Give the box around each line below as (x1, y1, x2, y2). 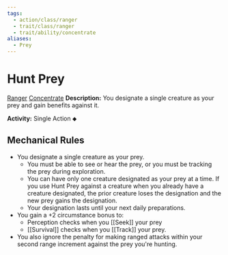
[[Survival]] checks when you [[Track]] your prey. (27, 225, 167, 233)
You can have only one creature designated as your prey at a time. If (27, 174, 220, 183)
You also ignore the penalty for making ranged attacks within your (16, 232, 203, 241)
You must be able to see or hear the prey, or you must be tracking (27, 160, 212, 168)
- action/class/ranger (13, 16, 78, 23)
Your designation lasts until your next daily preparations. (27, 203, 186, 212)
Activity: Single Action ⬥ (7, 114, 77, 122)
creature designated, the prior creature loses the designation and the (27, 189, 222, 197)
